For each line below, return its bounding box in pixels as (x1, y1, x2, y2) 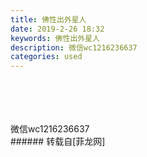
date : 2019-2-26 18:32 (10, 24, 105, 34)
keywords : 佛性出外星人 (10, 33, 100, 43)
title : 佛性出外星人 (10, 14, 87, 25)
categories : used (10, 52, 83, 62)
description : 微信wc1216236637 (10, 42, 138, 53)
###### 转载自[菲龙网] (10, 136, 106, 148)
